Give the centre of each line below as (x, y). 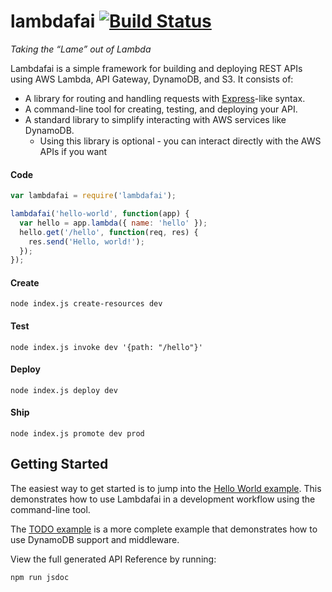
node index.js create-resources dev (86, 304)
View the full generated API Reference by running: (113, 559)
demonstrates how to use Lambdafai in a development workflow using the (163, 499)
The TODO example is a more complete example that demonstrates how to (164, 529)
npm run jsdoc (40, 577)
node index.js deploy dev (64, 390)
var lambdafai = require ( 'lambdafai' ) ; (93, 196)
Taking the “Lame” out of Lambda (81, 49)
